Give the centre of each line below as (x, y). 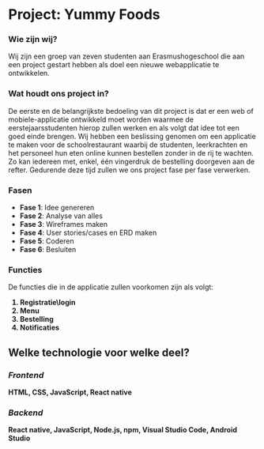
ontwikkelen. (29, 74)
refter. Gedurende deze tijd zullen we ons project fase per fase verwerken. (129, 170)
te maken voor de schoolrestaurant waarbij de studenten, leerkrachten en (128, 145)
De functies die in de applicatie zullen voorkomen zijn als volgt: (111, 287)
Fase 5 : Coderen (47, 241)
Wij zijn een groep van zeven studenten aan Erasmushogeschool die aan (126, 56)
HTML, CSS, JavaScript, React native (70, 392)
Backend (26, 413)
